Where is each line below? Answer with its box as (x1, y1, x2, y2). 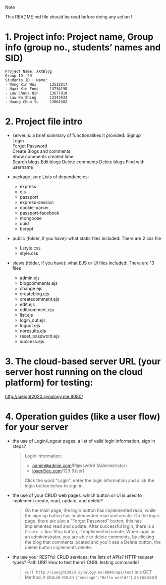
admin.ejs (19, 275, 40, 281)
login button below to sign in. (24, 482, 84, 488)
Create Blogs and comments (12, 148, 71, 154)
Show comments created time (12, 153, 74, 159)
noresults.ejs (19, 328, 46, 334)
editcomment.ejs (19, 306, 55, 313)
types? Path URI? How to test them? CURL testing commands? (12, 559, 140, 565)
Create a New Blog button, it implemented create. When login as (24, 528, 156, 534)
